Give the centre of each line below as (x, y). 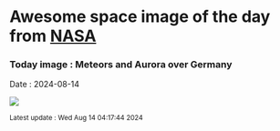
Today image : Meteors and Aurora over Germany (121, 65)
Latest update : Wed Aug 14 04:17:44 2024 (76, 118)
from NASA (53, 36)
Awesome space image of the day (140, 17)
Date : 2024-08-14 (45, 85)
